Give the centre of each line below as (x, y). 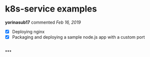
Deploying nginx (28, 31)
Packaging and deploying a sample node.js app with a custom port (78, 37)
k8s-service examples (51, 9)
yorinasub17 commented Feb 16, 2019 (43, 22)
